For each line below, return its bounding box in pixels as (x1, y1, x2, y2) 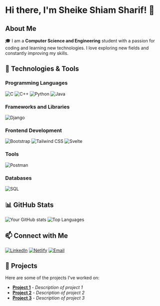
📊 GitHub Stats (5, 201, 54, 209)
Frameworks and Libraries (5, 103, 70, 110)
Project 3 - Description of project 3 (12, 295, 85, 301)
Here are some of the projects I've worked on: (5, 275, 100, 281)
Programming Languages (5, 80, 68, 87)
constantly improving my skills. (5, 50, 69, 56)
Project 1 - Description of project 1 (12, 285, 83, 291)
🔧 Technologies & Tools (5, 65, 79, 73)
